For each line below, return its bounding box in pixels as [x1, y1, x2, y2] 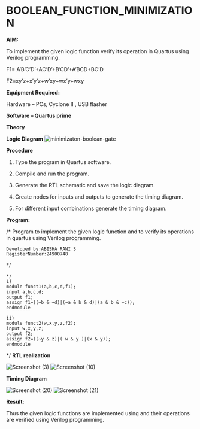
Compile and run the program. [14, 170, 90, 177]
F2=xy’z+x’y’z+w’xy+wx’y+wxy [6, 77, 84, 84]
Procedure [6, 147, 33, 154]
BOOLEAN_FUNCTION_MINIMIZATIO [6, 4, 193, 17]
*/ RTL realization [6, 351, 51, 359]
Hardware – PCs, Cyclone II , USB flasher [6, 100, 108, 108]
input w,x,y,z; [6, 325, 44, 331]
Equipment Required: [6, 89, 60, 96]
